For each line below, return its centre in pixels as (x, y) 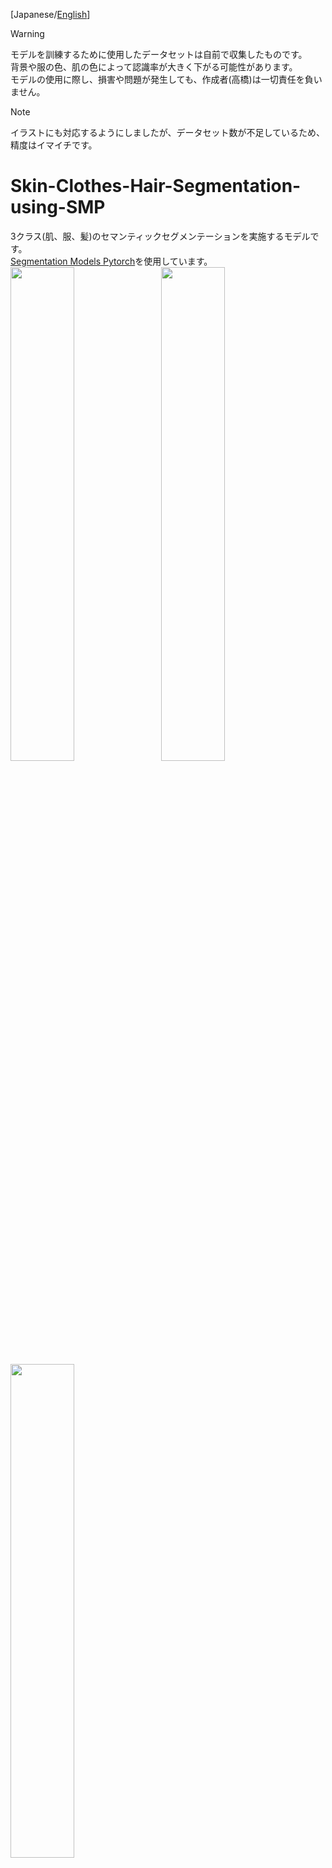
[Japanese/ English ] (50, 14)
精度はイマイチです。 (54, 145)
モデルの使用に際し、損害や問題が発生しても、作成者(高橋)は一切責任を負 (162, 79)
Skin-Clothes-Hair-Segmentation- (156, 186)
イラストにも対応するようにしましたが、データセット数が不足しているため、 (168, 132)
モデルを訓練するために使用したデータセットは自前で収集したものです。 (159, 54)
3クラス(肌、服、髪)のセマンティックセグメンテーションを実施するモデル (160, 236)
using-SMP (58, 207)
